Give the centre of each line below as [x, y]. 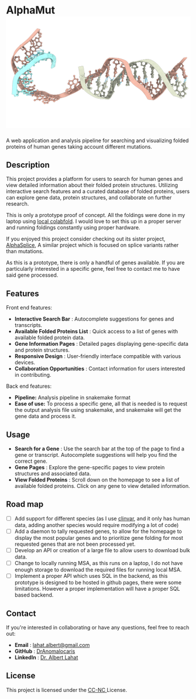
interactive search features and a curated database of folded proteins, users [98, 191]
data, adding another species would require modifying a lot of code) [97, 525]
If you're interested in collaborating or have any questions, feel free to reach [98, 627]
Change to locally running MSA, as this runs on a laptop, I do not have [99, 563]
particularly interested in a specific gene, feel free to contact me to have [93, 269]
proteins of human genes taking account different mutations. [79, 146]
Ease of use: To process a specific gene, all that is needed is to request [101, 404]
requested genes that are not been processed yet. [75, 544]
